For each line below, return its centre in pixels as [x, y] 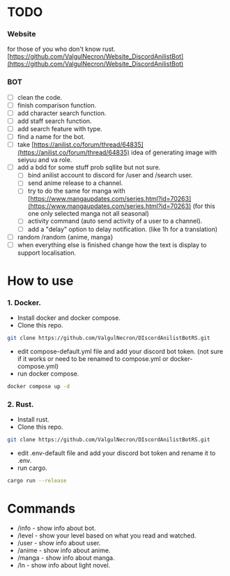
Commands [41, 509]
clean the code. [40, 97]
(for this [204, 206]
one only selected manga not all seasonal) [89, 214]
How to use [40, 281]
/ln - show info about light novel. [64, 565]
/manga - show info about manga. [66, 557]
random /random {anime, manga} [65, 237]
